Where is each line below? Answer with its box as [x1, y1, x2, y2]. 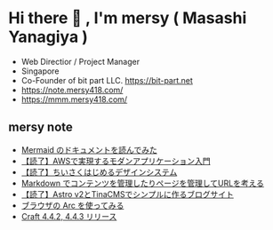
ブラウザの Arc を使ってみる [20, 200, 124, 210]
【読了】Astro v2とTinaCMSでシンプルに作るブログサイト [20, 188, 235, 199]
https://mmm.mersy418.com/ [20, 93, 128, 105]
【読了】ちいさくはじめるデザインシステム [20, 166, 178, 177]
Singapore [20, 66, 60, 76]
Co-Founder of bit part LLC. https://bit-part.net [20, 75, 193, 85]
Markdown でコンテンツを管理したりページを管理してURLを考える [20, 178, 264, 188]
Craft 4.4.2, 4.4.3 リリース [20, 210, 117, 221]
